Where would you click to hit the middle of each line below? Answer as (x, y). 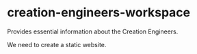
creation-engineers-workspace (98, 13)
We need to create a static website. (57, 44)
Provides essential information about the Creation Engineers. (93, 31)
